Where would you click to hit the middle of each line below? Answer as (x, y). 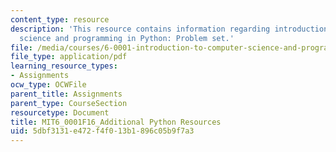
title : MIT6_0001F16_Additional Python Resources (116, 122)
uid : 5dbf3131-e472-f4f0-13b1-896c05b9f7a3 (102, 131)
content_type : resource (60, 19)
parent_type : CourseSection (69, 103)
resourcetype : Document (60, 112)
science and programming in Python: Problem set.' (127, 38)
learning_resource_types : (64, 66)
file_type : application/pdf (69, 57)
